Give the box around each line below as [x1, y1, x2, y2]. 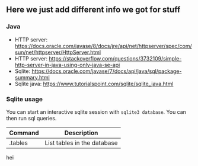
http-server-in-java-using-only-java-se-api [14, 61, 120, 68]
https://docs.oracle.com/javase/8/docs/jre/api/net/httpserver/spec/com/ [14, 42, 193, 49]
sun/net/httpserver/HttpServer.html [14, 49, 101, 56]
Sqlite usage [6, 95, 43, 103]
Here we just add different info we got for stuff [6, 5, 181, 15]
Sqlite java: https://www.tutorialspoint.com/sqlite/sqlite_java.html [14, 80, 174, 87]
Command [9, 129, 40, 137]
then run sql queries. [6, 114, 57, 122]
